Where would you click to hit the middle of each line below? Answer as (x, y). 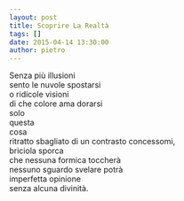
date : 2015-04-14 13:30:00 (59, 42)
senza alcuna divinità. (49, 189)
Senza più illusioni (42, 75)
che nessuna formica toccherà (65, 160)
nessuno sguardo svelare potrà (66, 170)
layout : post (33, 17)
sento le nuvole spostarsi (55, 85)
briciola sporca (36, 151)
